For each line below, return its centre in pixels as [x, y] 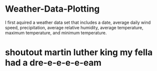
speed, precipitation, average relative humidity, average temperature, [74, 27]
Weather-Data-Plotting [52, 9]
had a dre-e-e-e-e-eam [53, 63]
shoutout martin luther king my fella [79, 53]
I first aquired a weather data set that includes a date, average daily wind [78, 22]
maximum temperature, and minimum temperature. [56, 33]
